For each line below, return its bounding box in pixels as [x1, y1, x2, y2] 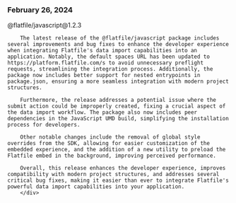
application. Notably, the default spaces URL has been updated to [7, 53, 211, 61]
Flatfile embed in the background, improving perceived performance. [7, 152, 217, 160]
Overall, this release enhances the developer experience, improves [20, 165, 226, 172]
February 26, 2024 [7, 5, 73, 15]
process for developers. [7, 122, 81, 129]
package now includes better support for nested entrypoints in [7, 72, 201, 79]
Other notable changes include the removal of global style [20, 134, 201, 141]
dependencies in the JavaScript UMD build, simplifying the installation [7, 115, 230, 122]
